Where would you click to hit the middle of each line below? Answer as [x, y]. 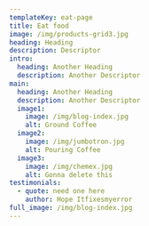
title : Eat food [39, 26]
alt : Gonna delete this [69, 174]
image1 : [31, 109]
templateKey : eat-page [51, 17]
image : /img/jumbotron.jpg [75, 141]
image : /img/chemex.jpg [69, 166]
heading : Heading [41, 42]
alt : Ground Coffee [61, 125]
